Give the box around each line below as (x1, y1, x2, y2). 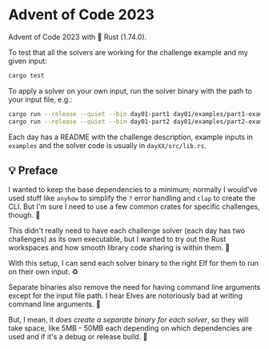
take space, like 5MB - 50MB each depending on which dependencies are (8, 323, 253, 333)
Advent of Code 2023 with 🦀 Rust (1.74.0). (8, 32, 147, 42)
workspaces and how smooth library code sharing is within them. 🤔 (8, 243, 231, 253)
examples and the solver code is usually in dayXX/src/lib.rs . (8, 140, 207, 150)
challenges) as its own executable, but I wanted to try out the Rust (8, 235, 227, 244)
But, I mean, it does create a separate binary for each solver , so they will (8, 315, 249, 325)
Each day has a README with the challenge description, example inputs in (8, 132, 254, 142)
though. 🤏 (8, 211, 41, 220)
